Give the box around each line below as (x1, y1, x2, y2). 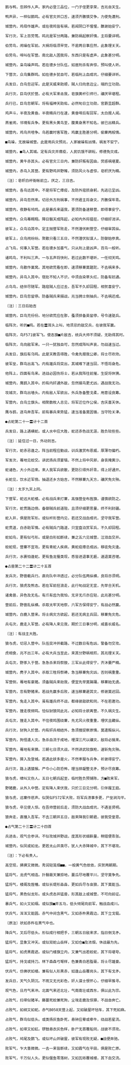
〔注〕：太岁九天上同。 (5, 487, 44, 492)
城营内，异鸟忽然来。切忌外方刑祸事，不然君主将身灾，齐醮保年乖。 (5, 198, 123, 203)
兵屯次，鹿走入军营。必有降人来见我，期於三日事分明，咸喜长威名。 (5, 622, 123, 627)
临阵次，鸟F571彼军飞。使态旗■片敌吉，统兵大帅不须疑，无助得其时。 (5, 332, 127, 337)
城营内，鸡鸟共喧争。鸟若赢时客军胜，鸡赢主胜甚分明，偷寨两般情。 (5, 130, 123, 135)
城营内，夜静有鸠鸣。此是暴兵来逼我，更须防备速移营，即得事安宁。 (5, 207, 123, 212)
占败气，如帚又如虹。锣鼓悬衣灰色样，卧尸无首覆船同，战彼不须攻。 (5, 1027, 123, 1032)
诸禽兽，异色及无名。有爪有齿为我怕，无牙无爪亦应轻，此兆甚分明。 (5, 593, 123, 598)
